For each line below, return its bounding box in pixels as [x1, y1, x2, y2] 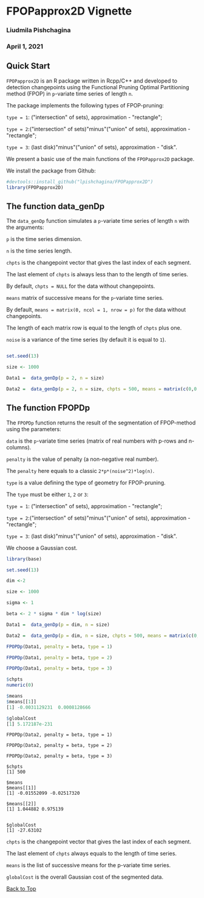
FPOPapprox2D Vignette [6, 4, 132, 18]
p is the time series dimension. [6, 236, 83, 243]
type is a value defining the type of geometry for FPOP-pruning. [6, 478, 166, 486]
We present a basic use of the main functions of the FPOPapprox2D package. [6, 155, 195, 162]
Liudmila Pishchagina [6, 26, 71, 35]
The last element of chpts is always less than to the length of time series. [6, 271, 188, 278]
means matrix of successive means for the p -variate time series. [6, 294, 164, 302]
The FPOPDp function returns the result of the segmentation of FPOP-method [6, 419, 196, 426]
